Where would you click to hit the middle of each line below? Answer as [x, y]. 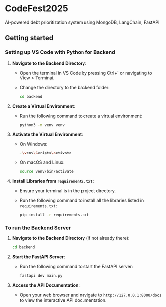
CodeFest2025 [37, 9]
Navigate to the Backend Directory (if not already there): [71, 238]
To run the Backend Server [38, 228]
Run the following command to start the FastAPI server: [76, 267]
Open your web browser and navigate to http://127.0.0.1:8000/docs [90, 295]
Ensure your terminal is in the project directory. [68, 191]
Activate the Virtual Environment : [47, 134]
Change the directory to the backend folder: [65, 87]
